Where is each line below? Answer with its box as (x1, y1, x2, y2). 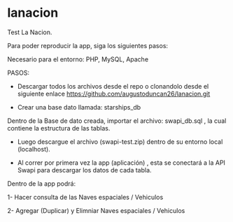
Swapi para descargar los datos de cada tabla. (17, 165, 152, 174)
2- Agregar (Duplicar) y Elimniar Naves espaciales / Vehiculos (7, 206, 185, 214)
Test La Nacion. (7, 28, 52, 36)
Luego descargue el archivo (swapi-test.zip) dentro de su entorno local (17, 138, 223, 146)
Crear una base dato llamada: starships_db (17, 103, 141, 111)
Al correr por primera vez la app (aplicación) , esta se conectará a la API (17, 158, 226, 167)
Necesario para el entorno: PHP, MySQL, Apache (7, 54, 149, 64)
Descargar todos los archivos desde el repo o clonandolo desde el (17, 82, 209, 90)
